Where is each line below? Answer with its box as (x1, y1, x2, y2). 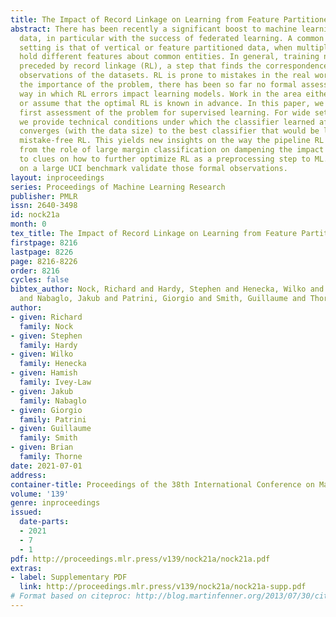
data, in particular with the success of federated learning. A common (19, 33, 325, 43)
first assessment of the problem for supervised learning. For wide (19, 107, 311, 118)
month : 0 (10, 219, 47, 230)
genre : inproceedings (10, 498, 101, 508)
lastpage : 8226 (10, 247, 74, 257)
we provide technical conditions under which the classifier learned (19, 117, 315, 127)
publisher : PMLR (10, 191, 78, 201)
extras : (10, 563, 43, 573)
